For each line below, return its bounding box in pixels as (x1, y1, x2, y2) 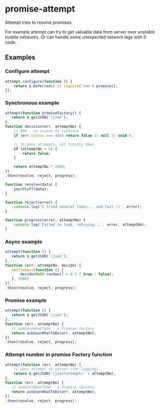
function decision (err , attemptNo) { (5, 124, 81, 129)
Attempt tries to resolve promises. (5, 19, 73, 25)
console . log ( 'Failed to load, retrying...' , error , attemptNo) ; (14, 222, 146, 227)
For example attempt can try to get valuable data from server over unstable (5, 29, 155, 35)
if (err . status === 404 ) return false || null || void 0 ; (14, 133, 133, 138)
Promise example (5, 297, 47, 303)
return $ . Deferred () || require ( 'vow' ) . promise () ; (14, 84, 118, 89)
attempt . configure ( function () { (5, 79, 73, 84)
